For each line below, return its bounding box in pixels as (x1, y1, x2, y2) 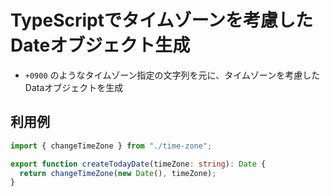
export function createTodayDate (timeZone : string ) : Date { (10, 159, 267, 169)
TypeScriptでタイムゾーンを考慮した (10, 9, 313, 32)
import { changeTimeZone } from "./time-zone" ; (10, 141, 213, 151)
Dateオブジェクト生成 (10, 34, 191, 57)
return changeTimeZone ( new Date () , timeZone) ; (19, 168, 217, 178)
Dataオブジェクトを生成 (24, 81, 124, 93)
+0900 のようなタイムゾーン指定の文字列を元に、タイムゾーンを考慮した (24, 69, 321, 81)
